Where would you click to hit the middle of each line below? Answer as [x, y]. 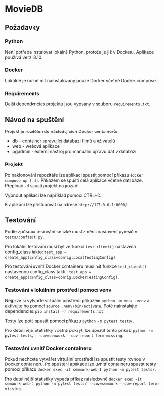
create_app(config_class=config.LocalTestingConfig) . [61, 257]
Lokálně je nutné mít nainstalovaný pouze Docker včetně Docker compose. [81, 81]
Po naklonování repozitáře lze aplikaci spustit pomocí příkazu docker [74, 175]
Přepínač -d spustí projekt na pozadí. [43, 185]
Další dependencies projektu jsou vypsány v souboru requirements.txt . [78, 104]
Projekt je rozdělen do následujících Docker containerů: [61, 132]
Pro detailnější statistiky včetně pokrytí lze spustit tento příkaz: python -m [79, 330]
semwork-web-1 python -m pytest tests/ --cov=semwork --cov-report [76, 383]
